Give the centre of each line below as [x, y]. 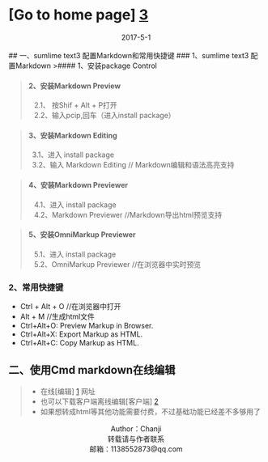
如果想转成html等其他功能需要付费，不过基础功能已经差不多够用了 [151, 411]
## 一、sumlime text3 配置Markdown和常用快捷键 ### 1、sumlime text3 [129, 55]
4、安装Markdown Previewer [78, 184]
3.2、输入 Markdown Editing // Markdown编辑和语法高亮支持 [133, 165]
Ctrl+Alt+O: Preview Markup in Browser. [87, 326]
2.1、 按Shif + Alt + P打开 [75, 105]
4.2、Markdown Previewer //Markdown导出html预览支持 [128, 214]
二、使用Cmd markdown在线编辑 [92, 370]
